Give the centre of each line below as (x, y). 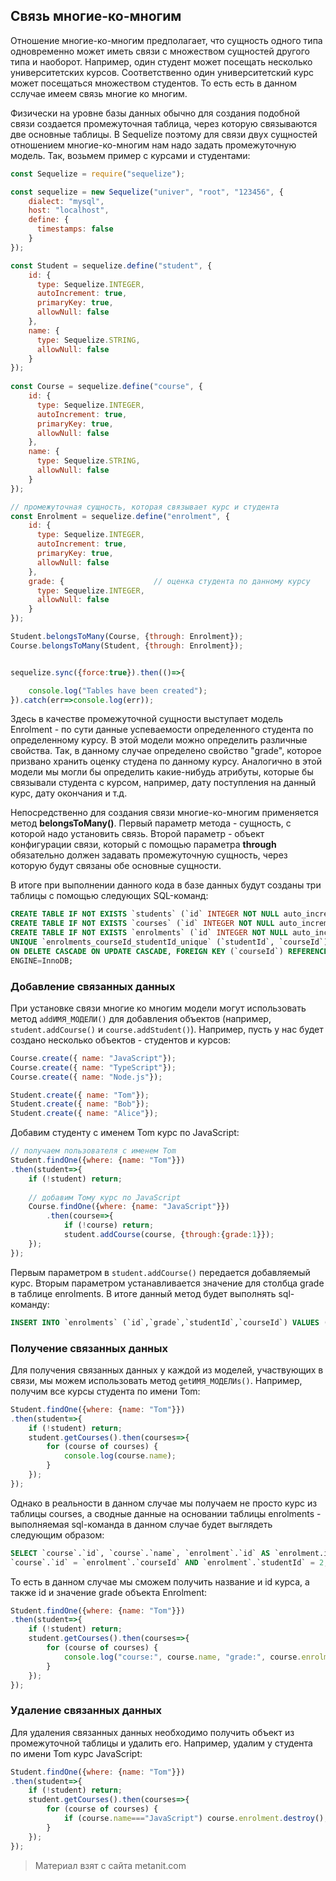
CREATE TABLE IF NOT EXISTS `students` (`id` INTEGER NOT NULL (145, 914)
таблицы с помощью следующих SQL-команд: (109, 896)
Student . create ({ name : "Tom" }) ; (80, 1095)
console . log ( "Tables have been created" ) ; (118, 690)
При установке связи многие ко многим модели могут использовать (158, 1008)
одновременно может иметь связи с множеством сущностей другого (160, 51)
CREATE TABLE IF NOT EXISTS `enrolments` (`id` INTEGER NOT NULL (149, 933)
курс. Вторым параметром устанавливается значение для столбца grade (167, 1283)
